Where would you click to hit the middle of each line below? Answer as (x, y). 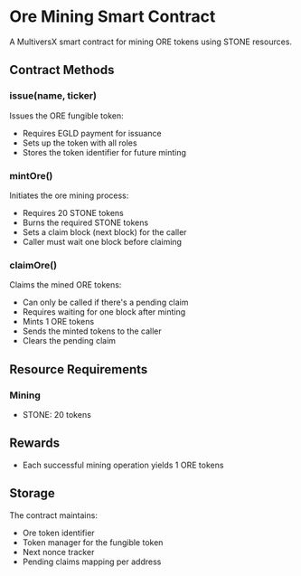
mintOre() (31, 175)
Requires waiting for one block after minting (104, 312)
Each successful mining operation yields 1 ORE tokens (123, 465)
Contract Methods (62, 70)
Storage (33, 493)
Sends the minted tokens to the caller (92, 331)
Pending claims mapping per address (92, 562)
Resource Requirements (79, 369)
